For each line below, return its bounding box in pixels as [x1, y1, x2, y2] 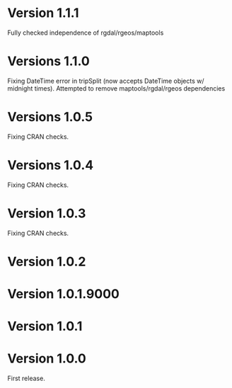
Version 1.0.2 [7, 253, 86, 270]
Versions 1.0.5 [7, 109, 93, 125]
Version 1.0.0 [7, 350, 86, 367]
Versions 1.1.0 [7, 53, 90, 69]
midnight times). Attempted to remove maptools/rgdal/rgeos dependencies [7, 84, 226, 93]
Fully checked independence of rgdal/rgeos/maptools [7, 28, 164, 37]
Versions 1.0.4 [7, 157, 94, 173]
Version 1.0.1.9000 [7, 286, 120, 302]
